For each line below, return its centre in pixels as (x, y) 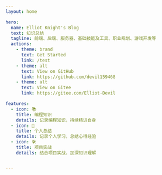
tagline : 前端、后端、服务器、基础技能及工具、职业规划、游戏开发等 (83, 39)
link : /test (35, 60)
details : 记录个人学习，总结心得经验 (56, 137)
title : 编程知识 (34, 115)
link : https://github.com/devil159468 (68, 77)
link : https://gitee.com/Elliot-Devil (68, 93)
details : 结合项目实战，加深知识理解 (56, 153)
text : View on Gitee (46, 88)
